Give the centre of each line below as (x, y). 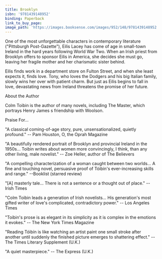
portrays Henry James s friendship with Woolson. (54, 111)
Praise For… (17, 120)
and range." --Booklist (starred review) (44, 174)
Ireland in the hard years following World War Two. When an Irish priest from (81, 52)
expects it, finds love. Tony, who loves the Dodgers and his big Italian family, (81, 76)
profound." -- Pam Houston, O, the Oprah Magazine (56, 135)
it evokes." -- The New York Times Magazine (50, 223)
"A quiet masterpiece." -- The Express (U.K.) (49, 252)
